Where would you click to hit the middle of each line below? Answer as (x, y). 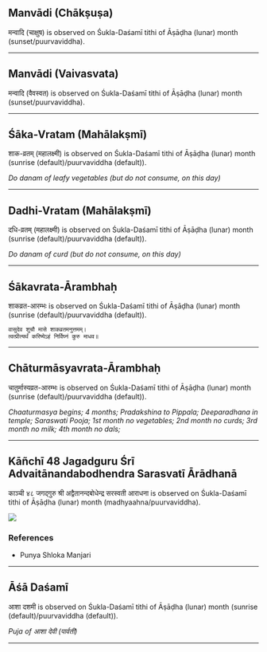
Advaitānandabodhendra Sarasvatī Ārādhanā (123, 474)
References (31, 537)
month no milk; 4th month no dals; (64, 429)
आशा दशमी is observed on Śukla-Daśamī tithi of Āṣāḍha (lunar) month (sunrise (133, 607)
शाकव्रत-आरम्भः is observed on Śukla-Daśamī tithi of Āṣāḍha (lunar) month (124, 306)
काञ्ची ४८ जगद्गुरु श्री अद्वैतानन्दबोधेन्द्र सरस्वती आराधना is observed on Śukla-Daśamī (128, 493)
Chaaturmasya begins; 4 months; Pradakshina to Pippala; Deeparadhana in (133, 412)
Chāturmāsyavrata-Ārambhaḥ (85, 369)
